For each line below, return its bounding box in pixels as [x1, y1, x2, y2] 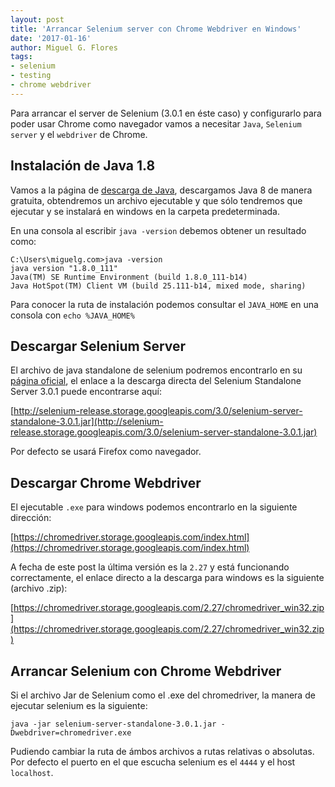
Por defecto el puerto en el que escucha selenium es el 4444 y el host [10, 756, 296, 768]
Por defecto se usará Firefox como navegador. [10, 446, 202, 458]
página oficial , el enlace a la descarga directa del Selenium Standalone [10, 375, 302, 387]
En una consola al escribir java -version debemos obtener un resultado [10, 224, 307, 236]
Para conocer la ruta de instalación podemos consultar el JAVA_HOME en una [10, 298, 319, 310]
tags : [10, 52, 33, 62]
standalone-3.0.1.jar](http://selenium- [10, 416, 164, 428]
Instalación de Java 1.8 [10, 157, 156, 175]
